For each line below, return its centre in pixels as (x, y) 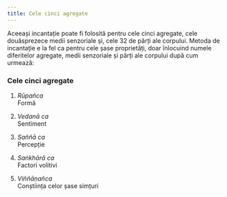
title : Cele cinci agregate (48, 13)
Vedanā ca (33, 116)
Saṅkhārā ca (36, 158)
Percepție (31, 144)
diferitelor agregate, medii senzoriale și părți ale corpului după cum (103, 55)
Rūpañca (30, 95)
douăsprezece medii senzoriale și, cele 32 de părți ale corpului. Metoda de (113, 40)
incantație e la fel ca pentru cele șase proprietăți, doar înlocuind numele (110, 48)
